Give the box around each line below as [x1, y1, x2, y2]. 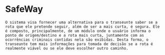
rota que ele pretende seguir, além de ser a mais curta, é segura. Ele [5, 24, 160, 29]
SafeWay [5, 3, 43, 15]
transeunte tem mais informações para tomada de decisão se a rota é [5, 41, 153, 47]
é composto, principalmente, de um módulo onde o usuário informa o [5, 28, 151, 33]
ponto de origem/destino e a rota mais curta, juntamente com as [5, 33, 144, 38]
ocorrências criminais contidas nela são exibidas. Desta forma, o [5, 37, 149, 42]
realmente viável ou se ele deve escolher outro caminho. [5, 46, 128, 51]
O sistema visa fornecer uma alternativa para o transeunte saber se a [5, 20, 157, 25]
